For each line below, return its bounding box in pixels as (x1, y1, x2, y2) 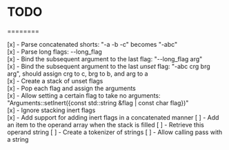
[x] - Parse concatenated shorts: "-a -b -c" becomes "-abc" (7, 40, 178, 48)
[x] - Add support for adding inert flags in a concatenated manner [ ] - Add (7, 113, 219, 121)
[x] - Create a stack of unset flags (7, 76, 103, 85)
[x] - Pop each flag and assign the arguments (7, 84, 136, 92)
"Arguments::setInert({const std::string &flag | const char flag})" (7, 98, 189, 107)
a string (7, 135, 29, 143)
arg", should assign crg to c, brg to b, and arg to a (7, 69, 148, 78)
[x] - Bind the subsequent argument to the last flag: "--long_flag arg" (7, 54, 203, 63)
